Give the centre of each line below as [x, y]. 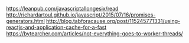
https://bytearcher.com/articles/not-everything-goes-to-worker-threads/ [94, 34]
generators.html [26, 21]
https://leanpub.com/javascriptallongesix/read [62, 9]
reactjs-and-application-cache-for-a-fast [56, 27]
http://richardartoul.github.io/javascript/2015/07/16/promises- [81, 15]
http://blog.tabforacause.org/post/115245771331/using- [113, 21]
